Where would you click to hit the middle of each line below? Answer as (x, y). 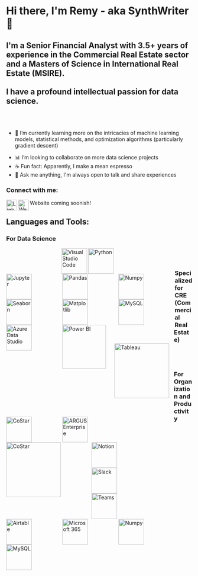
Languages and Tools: (48, 221)
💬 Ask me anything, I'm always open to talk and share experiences (95, 175)
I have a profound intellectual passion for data (92, 92)
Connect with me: (32, 190)
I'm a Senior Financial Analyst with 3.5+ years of (97, 45)
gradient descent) (36, 145)
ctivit (181, 411)
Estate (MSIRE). (35, 73)
